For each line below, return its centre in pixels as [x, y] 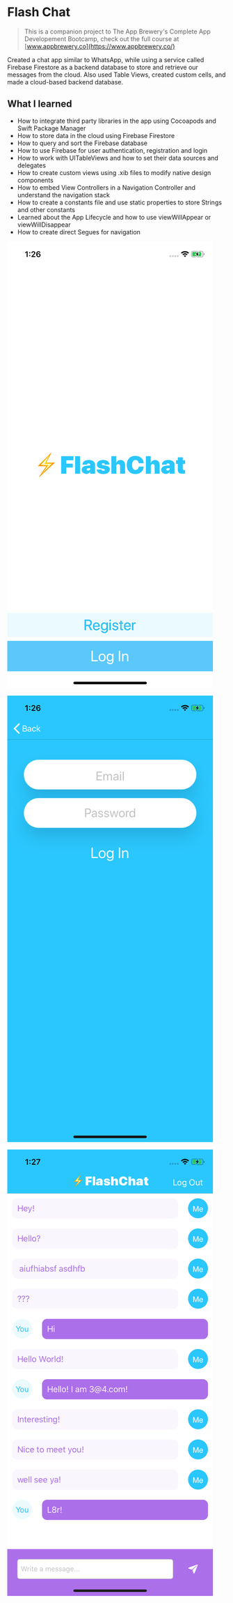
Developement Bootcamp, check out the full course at [102, 38]
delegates [32, 165]
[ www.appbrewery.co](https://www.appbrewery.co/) [99, 46]
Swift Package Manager [51, 128]
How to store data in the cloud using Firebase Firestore [96, 135]
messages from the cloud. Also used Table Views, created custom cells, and [116, 75]
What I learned [40, 104]
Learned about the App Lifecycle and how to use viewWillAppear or [114, 217]
